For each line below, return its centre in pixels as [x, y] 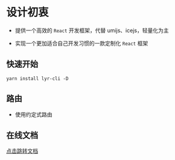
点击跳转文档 [22, 151]
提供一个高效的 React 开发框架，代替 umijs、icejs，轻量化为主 [92, 30]
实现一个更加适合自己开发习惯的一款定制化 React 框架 [81, 43]
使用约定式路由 [33, 114]
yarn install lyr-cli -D [37, 78]
